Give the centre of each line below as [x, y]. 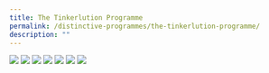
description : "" [40, 34]
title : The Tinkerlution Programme [76, 18]
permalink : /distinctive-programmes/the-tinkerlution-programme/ [134, 26]
